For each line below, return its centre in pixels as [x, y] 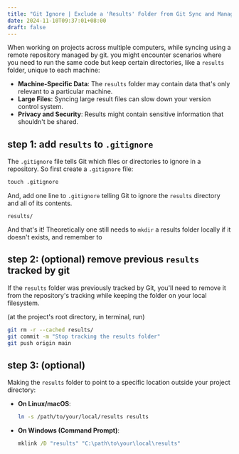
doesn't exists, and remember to [55, 237]
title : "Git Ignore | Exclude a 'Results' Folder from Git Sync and [111, 14]
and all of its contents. [40, 203]
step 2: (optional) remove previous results [103, 260]
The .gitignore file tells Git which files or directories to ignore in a [104, 162]
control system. [41, 107]
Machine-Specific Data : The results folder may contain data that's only [124, 84]
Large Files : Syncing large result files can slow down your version [114, 99]
